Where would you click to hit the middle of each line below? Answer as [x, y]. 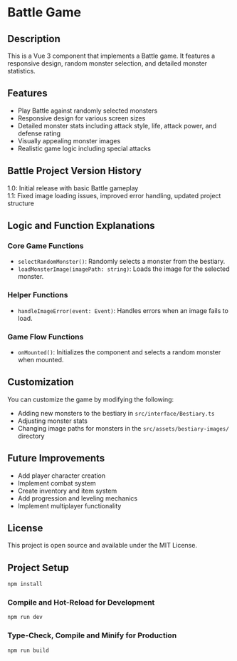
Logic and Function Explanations [81, 226]
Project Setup [38, 568]
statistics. [21, 71]
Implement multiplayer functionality [69, 506]
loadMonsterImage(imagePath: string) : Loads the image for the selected [123, 269]
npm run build [28, 650]
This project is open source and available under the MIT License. [102, 545]
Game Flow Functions [46, 337]
